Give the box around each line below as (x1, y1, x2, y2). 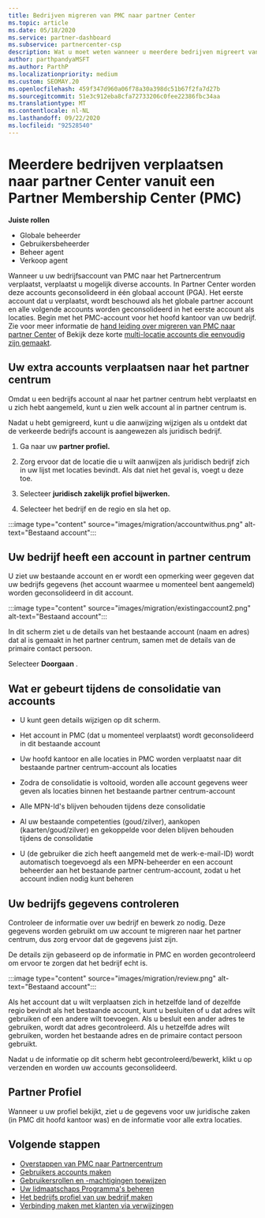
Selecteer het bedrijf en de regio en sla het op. (19, 504, 171, 514)
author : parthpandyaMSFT (8, 56, 90, 64)
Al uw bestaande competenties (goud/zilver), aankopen (19, 817, 200, 827)
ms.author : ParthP (8, 63, 69, 71)
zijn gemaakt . (8, 338, 52, 347)
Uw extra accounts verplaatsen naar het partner (8, 361, 250, 375)
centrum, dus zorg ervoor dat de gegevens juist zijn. (8, 934, 178, 943)
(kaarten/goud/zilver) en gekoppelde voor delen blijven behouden (19, 825, 234, 835)
